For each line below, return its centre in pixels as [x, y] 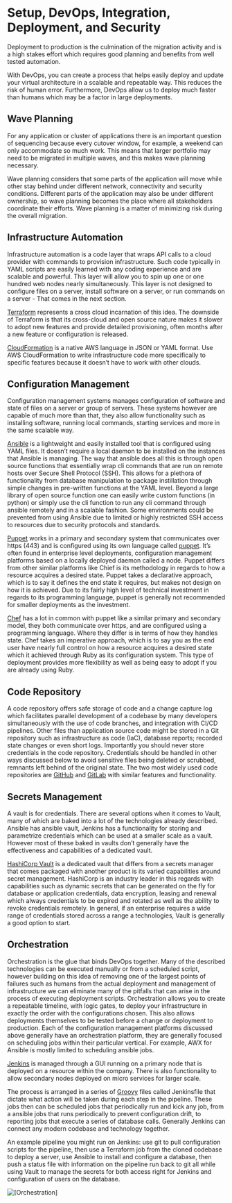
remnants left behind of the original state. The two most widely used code [113, 768]
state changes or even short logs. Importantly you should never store [106, 745]
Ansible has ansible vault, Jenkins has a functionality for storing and [105, 828]
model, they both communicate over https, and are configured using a [107, 626]
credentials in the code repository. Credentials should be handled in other [112, 753]
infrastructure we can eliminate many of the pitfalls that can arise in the [109, 990]
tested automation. [34, 61]
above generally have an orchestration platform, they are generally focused [115, 1035]
